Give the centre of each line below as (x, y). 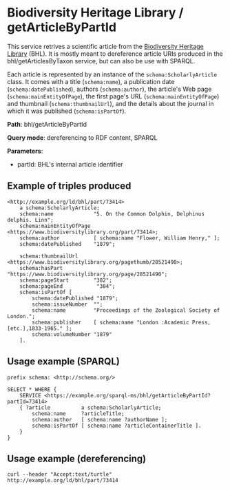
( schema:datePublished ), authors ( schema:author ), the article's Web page (109, 89)
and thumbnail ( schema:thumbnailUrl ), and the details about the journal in (111, 103)
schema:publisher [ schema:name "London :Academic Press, (122, 322)
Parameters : (25, 151)
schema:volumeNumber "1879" (72, 334)
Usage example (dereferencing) (77, 458)
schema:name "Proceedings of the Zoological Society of (126, 310)
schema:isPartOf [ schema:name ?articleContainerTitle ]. (117, 426)
